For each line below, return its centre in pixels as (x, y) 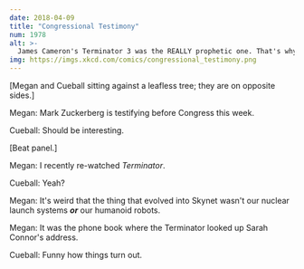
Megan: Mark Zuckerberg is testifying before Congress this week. (132, 113)
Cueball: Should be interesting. (67, 130)
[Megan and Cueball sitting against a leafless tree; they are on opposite (142, 86)
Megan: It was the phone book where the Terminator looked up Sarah (139, 228)
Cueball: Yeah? (38, 183)
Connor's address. (44, 237)
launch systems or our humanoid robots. (85, 210)
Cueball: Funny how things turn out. (76, 255)
